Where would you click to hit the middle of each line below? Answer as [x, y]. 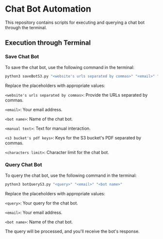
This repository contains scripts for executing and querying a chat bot [75, 22]
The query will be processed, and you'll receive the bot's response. [72, 231]
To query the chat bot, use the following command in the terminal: [71, 175]
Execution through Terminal [48, 43]
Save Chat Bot [22, 57]
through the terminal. [26, 27]
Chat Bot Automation [48, 9]
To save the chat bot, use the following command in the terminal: [70, 67]
